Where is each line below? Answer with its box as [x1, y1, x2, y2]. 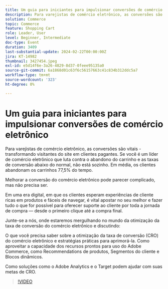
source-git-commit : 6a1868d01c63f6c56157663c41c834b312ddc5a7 [5, 68, 138, 73]
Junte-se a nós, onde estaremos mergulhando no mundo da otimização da [5, 217, 159, 223]
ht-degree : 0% [5, 82, 35, 87]
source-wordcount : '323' [5, 77, 57, 82]
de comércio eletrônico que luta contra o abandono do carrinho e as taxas [5, 156, 159, 162]
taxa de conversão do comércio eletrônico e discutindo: [5, 222, 120, 228]
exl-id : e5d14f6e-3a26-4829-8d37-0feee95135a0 [5, 63, 104, 68]
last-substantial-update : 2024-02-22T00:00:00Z [5, 49, 107, 54]
